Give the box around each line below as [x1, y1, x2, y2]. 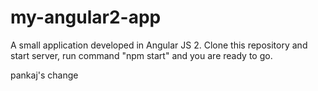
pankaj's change [10, 69, 79, 81]
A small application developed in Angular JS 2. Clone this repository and [10, 39, 308, 51]
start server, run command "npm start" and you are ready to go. [10, 49, 273, 61]
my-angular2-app [10, 6, 162, 29]
